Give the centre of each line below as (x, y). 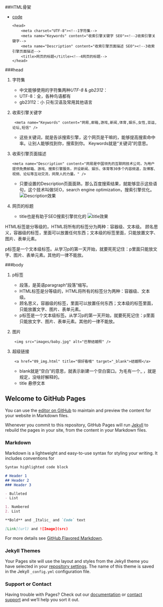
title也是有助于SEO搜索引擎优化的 (53, 216)
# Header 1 (16, 476)
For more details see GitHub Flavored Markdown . (54, 538)
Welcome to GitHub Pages (45, 399)
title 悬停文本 (32, 383)
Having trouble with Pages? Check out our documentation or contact (73, 594)
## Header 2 (17, 480)
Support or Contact (28, 584)
